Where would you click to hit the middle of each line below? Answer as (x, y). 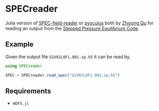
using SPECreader (24, 66)
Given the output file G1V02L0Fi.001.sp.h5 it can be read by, (68, 57)
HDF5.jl (21, 104)
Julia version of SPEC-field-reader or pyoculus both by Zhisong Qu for (79, 23)
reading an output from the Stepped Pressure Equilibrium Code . (72, 28)
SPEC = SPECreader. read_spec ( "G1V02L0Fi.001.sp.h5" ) (63, 75)
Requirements (28, 91)
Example (19, 45)
